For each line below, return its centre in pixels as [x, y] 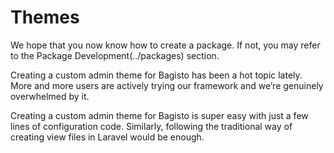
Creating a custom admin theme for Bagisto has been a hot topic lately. [156, 75]
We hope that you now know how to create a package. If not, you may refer [165, 45]
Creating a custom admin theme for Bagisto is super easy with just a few [159, 115]
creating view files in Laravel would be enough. [107, 137]
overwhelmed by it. [50, 96]
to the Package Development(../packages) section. [115, 55]
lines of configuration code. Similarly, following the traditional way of [151, 126]
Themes [45, 17]
